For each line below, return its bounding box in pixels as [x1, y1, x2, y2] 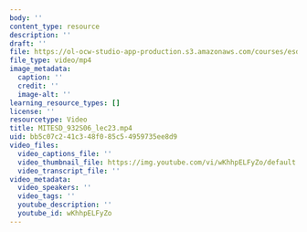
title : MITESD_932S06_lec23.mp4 [9, 124, 132, 133]
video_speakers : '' [17, 184, 92, 193]
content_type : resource [9, 22, 101, 31]
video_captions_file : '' [17, 149, 112, 158]
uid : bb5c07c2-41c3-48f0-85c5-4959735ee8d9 [9, 132, 178, 142]
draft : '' [9, 38, 48, 48]
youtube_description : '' [17, 200, 112, 210]
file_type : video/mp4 [9, 56, 92, 65]
